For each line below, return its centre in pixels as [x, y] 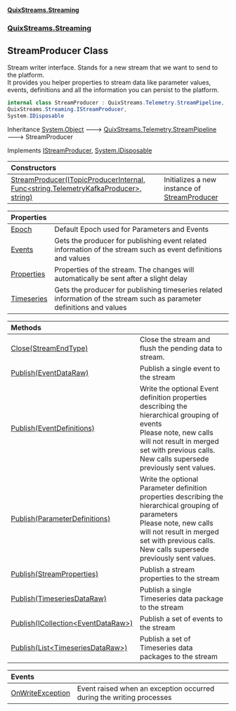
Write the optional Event [179, 389]
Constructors [34, 167]
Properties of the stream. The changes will [124, 269]
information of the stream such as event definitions [138, 249]
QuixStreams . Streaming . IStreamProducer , [67, 110]
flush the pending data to [181, 348]
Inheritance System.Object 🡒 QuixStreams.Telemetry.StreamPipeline [112, 129]
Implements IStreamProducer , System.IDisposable [80, 150]
